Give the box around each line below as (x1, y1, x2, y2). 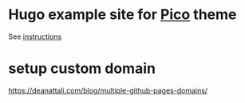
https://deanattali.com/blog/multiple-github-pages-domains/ (8, 86, 208, 95)
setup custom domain (8, 59, 156, 78)
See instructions (8, 32, 62, 41)
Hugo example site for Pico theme (8, 6, 237, 24)
